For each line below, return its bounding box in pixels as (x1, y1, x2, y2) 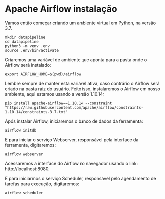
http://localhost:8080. (5, 166, 50, 172)
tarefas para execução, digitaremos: (5, 181, 80, 187)
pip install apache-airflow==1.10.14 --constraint (5, 101, 112, 106)
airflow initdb (5, 128, 37, 133)
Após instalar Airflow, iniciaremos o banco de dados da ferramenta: (5, 118, 143, 124)
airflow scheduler (5, 190, 43, 195)
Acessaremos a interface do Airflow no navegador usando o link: (5, 160, 138, 166)
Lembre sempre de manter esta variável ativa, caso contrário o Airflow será (5, 80, 160, 86)
